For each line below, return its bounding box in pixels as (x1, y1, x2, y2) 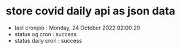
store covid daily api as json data (6, 4, 175, 18)
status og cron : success (14, 30, 77, 37)
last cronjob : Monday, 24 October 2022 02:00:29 (14, 24, 141, 31)
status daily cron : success (14, 37, 83, 44)
